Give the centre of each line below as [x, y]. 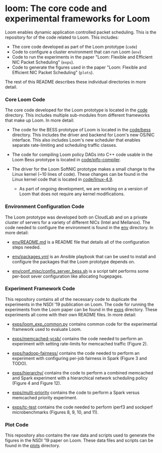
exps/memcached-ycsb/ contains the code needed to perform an [77, 338]
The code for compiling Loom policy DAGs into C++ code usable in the [82, 155]
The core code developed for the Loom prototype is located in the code [76, 110]
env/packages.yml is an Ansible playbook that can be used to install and [84, 256]
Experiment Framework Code [40, 289]
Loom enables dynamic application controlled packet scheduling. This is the [81, 32]
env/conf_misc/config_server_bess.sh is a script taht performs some [80, 271]
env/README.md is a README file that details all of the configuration [81, 242]
